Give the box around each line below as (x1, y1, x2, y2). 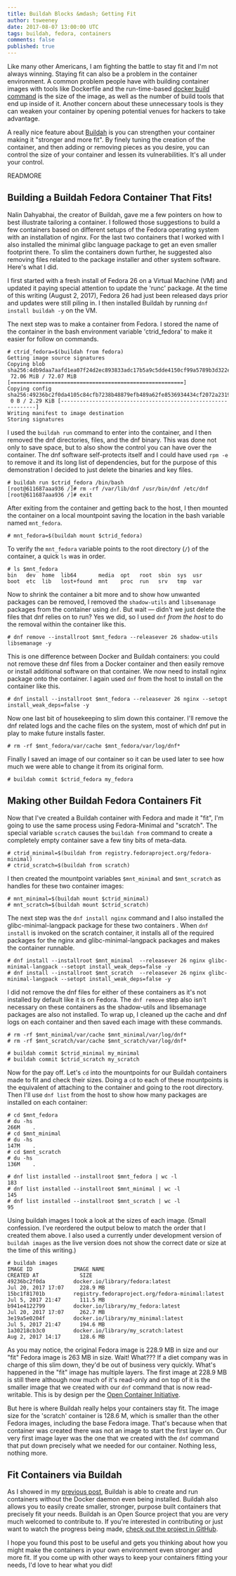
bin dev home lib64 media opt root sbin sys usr (7, 572, 202, 579)
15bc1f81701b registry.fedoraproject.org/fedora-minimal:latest (7, 1290, 225, 1297)
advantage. (7, 114, 40, 123)
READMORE (7, 171, 42, 180)
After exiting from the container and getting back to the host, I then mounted (7, 504, 228, 512)
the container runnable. (7, 943, 75, 952)
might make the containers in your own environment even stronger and (7, 1546, 213, 1554)
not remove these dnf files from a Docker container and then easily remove (7, 659, 225, 668)
